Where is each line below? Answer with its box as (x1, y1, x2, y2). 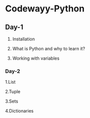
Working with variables (12, 55, 60, 61)
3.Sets (5, 98, 18, 105)
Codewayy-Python (5, 3, 85, 14)
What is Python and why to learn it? (12, 46, 86, 51)
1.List (5, 79, 16, 85)
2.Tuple (5, 89, 21, 95)
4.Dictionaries (5, 108, 34, 114)
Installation (12, 36, 35, 42)
